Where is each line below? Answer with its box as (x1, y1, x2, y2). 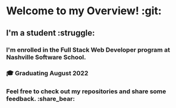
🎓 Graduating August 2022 (6, 69, 89, 78)
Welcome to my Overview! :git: (6, 4, 162, 18)
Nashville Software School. (6, 53, 86, 61)
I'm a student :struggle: (6, 28, 95, 38)
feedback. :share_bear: (6, 95, 76, 103)
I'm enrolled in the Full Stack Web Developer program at (6, 46, 171, 54)
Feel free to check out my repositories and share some (6, 87, 166, 96)
